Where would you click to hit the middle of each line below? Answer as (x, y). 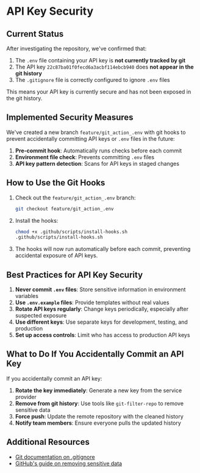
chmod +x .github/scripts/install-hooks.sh (71, 232)
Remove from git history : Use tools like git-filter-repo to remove (99, 403)
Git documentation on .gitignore (55, 456)
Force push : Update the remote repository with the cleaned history (99, 416)
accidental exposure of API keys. (56, 256)
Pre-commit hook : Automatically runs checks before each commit (98, 151)
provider (26, 397)
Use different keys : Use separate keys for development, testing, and (101, 322)
